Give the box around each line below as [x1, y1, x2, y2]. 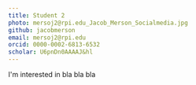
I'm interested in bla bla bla [8, 70, 96, 79]
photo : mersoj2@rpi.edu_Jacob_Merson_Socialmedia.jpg [8, 19, 189, 27]
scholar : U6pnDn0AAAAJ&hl [8, 48, 93, 56]
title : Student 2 [8, 11, 65, 20]
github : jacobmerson [8, 26, 76, 34]
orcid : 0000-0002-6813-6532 [8, 41, 101, 49]
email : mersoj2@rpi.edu [8, 33, 87, 42]
